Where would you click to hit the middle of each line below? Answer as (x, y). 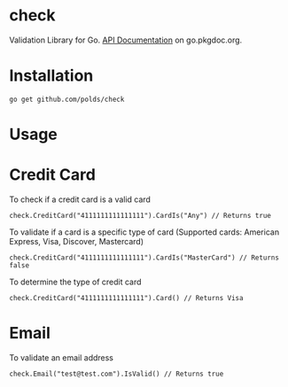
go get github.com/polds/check (67, 99)
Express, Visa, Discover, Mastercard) (77, 241)
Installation (51, 76)
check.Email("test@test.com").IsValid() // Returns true (117, 374)
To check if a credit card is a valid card (80, 199)
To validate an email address (61, 357)
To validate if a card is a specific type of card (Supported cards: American (144, 232)
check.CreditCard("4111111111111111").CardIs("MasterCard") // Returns (144, 258)
